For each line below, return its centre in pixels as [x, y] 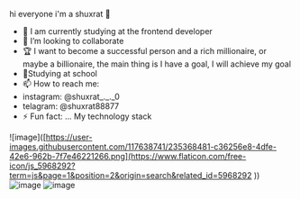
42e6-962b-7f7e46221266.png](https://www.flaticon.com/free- [128, 156]
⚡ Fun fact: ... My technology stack [87, 116]
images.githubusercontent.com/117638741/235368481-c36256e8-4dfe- [143, 147]
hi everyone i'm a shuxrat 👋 [60, 14]
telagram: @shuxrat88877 [71, 106]
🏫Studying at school [59, 73]
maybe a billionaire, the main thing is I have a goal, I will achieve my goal [156, 64]
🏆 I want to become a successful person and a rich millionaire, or [145, 51]
